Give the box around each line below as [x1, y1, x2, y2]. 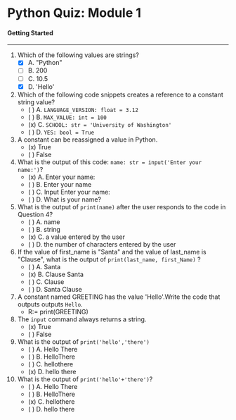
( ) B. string [27, 225, 61, 233]
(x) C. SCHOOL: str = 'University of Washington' [27, 120, 172, 128]
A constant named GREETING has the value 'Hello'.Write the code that [17, 292, 221, 301]
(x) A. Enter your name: [27, 173, 96, 181]
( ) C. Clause [27, 277, 65, 286]
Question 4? [17, 210, 53, 218]
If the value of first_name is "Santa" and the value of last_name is [17, 247, 206, 256]
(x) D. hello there [27, 367, 77, 376]
